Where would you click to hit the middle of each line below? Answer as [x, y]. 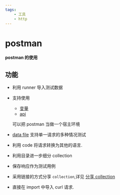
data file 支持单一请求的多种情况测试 [49, 135]
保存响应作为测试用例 [34, 166]
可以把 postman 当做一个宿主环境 [46, 124]
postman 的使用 [21, 58]
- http [21, 19]
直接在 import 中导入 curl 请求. [43, 187]
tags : [11, 10]
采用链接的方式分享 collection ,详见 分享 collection [64, 177]
